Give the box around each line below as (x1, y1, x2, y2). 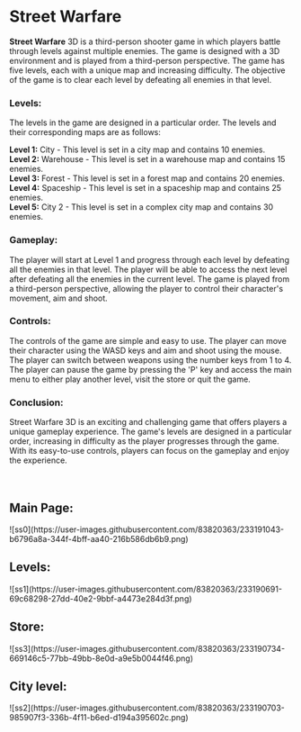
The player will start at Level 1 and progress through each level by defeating (9, 254, 290, 265)
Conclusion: (9, 396, 64, 409)
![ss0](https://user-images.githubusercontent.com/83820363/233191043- (9, 524, 285, 535)
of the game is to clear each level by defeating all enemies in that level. (9, 74, 272, 85)
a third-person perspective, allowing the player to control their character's (9, 283, 284, 294)
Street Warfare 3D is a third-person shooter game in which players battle (9, 36, 281, 47)
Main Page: (9, 500, 74, 515)
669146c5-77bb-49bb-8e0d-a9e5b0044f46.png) (9, 653, 194, 664)
